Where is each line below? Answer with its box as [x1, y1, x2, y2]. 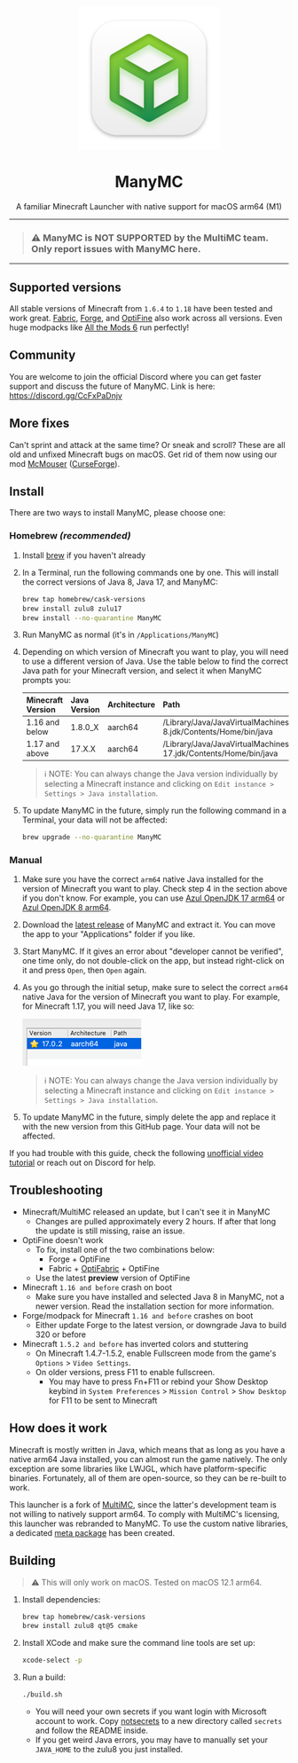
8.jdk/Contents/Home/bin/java [162, 727, 273, 737]
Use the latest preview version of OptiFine [35, 1272, 191, 1283]
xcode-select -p [21, 1656, 82, 1665]
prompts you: [21, 675, 71, 686]
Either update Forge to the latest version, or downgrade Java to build [35, 1319, 286, 1330]
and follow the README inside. [35, 1725, 149, 1736]
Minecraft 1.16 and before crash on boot [21, 1281, 173, 1293]
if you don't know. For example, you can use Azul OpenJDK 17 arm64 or [21, 893, 286, 903]
